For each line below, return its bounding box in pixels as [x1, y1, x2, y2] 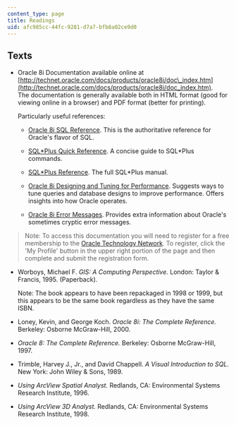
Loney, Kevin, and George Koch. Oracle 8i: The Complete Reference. [17, 318, 217, 326]
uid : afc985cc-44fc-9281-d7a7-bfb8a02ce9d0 [7, 23, 137, 30]
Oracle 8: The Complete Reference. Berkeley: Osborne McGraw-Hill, [17, 339, 216, 347]
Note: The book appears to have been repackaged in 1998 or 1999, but [17, 289, 223, 297]
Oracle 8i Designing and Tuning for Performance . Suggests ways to [27, 181, 224, 191]
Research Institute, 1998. [17, 410, 89, 419]
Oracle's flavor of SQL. [27, 133, 94, 142]
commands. [27, 155, 63, 163]
